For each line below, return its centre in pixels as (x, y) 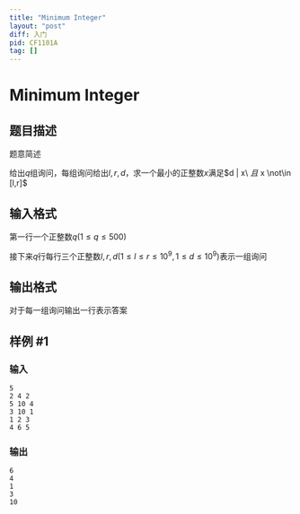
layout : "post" (38, 26)
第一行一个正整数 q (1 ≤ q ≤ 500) (68, 236)
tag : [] (24, 51)
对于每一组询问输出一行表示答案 (68, 310)
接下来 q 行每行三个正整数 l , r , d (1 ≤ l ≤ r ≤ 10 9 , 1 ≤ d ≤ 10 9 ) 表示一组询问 (138, 255)
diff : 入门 (28, 34)
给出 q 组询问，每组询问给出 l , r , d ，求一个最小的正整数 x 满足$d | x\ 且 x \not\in (150, 173)
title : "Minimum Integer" (57, 17)
